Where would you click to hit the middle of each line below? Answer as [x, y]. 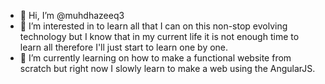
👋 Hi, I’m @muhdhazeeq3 [72, 15]
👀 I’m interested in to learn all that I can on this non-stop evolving [153, 26]
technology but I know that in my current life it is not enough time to [159, 36]
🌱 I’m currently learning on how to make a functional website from [155, 58]
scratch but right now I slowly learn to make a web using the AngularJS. [167, 68]
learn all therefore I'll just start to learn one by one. [124, 47]
